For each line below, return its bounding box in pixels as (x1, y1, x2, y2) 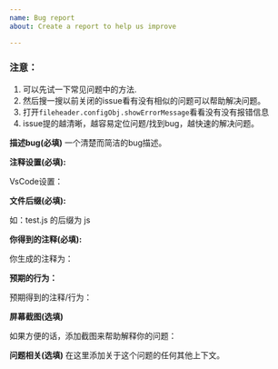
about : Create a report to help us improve (9, 22, 177, 31)
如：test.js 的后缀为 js (9, 214, 91, 225)
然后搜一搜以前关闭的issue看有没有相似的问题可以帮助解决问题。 (22, 95, 266, 105)
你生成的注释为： (9, 253, 74, 264)
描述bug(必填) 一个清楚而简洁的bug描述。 (9, 137, 167, 148)
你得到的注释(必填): (9, 234, 83, 244)
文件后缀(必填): (9, 194, 66, 205)
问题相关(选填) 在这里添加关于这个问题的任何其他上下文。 (9, 349, 225, 360)
